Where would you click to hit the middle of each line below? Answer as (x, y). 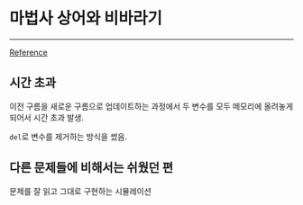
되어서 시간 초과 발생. (46, 117)
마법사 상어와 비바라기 (86, 18)
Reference (28, 52)
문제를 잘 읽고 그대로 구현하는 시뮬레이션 (80, 191)
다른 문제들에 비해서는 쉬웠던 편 (92, 168)
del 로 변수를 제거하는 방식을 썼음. (69, 137)
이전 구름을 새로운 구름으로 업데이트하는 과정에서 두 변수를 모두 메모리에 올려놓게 (151, 106)
